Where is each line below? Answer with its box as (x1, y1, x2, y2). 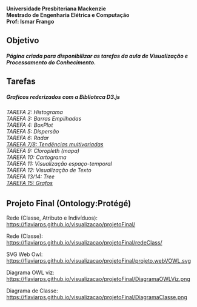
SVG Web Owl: (6, 251, 43, 258)
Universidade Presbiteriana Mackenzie (6, 5, 106, 12)
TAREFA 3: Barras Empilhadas (6, 115, 82, 122)
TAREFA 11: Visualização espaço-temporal (6, 160, 112, 167)
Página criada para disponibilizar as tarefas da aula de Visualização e (6, 52, 189, 59)
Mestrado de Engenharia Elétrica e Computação (6, 11, 130, 18)
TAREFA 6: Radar (6, 134, 50, 141)
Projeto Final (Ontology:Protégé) (6, 198, 132, 209)
